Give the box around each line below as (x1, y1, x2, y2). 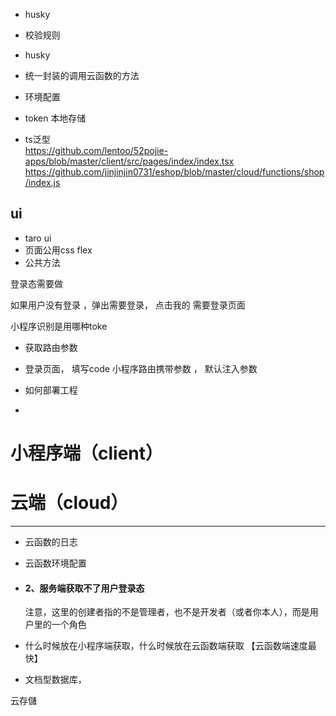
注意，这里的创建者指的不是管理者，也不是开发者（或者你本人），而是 (24, 606, 310, 618)
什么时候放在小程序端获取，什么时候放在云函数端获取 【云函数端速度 (24, 640, 308, 652)
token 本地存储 (24, 112, 87, 124)
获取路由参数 (24, 341, 78, 353)
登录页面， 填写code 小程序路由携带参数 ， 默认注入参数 (24, 362, 258, 374)
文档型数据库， (24, 674, 87, 686)
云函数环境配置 (24, 557, 87, 569)
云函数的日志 (24, 535, 78, 548)
